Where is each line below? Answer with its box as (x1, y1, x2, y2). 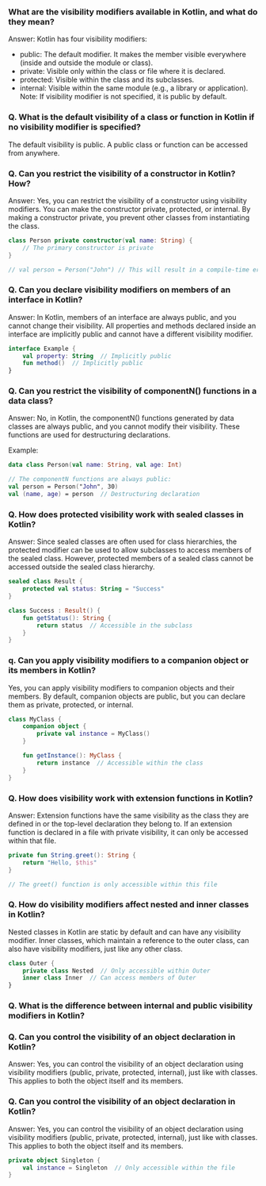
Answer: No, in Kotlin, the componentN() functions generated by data (8, 414, 235, 423)
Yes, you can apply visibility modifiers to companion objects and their (8, 683, 235, 692)
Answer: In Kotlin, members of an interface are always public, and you (8, 312, 237, 322)
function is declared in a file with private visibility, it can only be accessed (8, 827, 249, 837)
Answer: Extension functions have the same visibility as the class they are (8, 811, 249, 820)
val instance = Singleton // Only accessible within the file (22, 1164, 236, 1172)
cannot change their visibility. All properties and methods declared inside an (8, 321, 256, 330)
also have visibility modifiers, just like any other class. (8, 944, 184, 953)
